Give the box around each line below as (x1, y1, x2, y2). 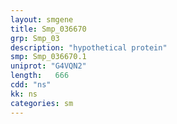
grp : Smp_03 (10, 33, 60, 43)
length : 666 (10, 71, 70, 81)
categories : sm (10, 98, 74, 108)
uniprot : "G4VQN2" (10, 61, 87, 71)
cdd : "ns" (10, 80, 52, 90)
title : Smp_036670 (10, 24, 87, 34)
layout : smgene (10, 14, 74, 25)
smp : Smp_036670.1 (10, 52, 87, 62)
